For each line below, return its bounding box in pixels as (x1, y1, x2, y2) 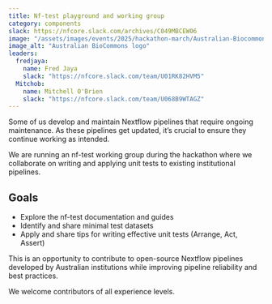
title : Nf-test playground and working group (8, 11, 164, 20)
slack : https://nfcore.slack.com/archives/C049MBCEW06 (8, 27, 198, 35)
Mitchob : (15, 79, 45, 88)
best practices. (8, 271, 58, 280)
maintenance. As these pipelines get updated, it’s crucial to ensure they (8, 126, 247, 135)
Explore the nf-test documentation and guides (19, 212, 174, 222)
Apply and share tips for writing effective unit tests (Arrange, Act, (19, 229, 238, 239)
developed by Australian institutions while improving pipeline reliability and (8, 263, 257, 272)
